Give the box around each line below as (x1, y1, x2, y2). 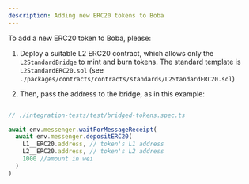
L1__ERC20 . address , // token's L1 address (22, 140, 164, 148)
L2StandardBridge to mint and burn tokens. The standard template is (19, 57, 241, 66)
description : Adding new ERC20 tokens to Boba (8, 11, 164, 20)
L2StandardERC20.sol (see (19, 65, 104, 75)
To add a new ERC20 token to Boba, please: (8, 33, 152, 43)
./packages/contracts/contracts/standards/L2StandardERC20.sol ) (19, 73, 236, 83)
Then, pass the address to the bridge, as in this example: (19, 88, 206, 99)
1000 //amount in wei (22, 155, 93, 163)
